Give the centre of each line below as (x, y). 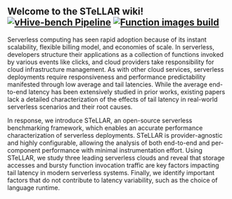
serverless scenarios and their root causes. (70, 107)
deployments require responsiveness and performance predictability (107, 77)
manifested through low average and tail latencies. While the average (107, 84)
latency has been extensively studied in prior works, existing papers (127, 91)
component (24, 150)
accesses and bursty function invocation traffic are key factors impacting (113, 165)
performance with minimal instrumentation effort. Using (122, 150)
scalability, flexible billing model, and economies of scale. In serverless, (111, 47)
